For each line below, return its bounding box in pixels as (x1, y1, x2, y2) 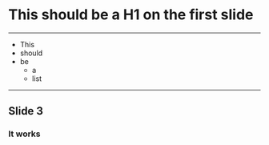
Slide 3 (8, 104, 44, 118)
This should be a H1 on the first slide (8, 6, 254, 24)
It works (8, 128, 41, 139)
